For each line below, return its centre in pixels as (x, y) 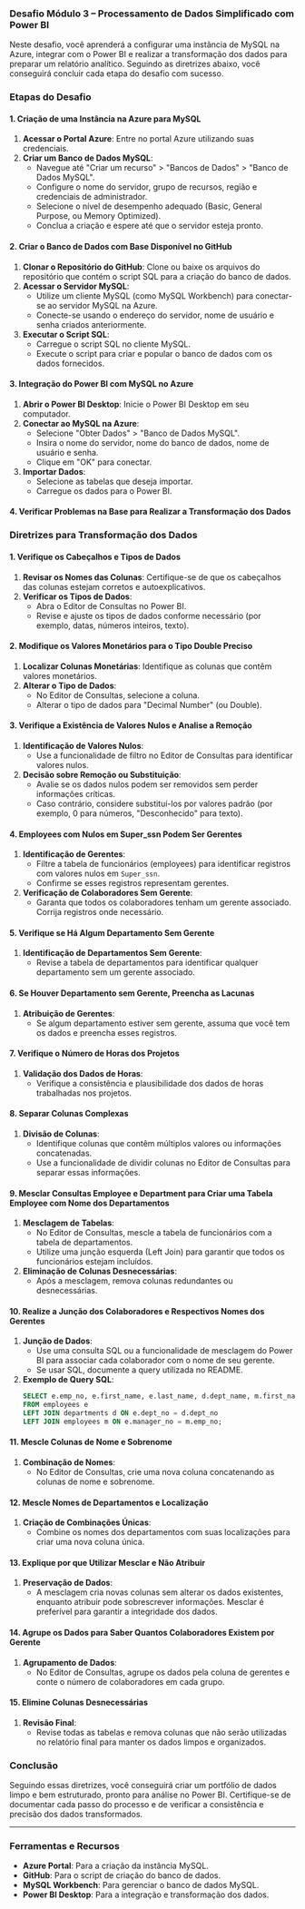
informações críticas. (76, 793)
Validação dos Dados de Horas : (83, 1073)
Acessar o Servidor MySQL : (76, 286)
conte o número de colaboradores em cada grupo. (130, 1681)
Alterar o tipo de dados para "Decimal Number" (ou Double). (149, 704)
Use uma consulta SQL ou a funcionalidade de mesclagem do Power (164, 1351)
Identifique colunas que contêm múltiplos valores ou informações (158, 1143)
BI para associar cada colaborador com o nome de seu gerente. (155, 1361)
